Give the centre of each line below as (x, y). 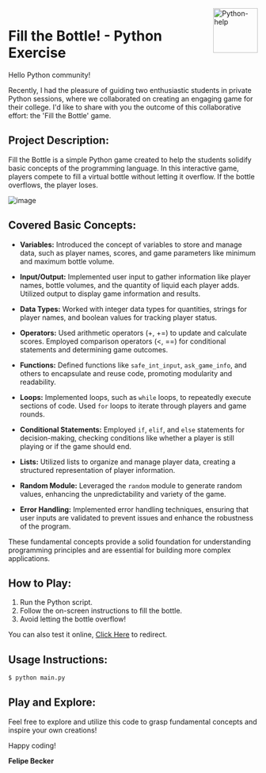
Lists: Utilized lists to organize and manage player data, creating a (127, 461)
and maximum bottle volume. (67, 261)
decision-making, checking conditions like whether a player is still (127, 438)
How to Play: (40, 583)
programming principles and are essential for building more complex (120, 550)
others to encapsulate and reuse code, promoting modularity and (126, 373)
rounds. (32, 414)
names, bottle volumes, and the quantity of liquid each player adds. (129, 285)
